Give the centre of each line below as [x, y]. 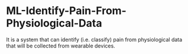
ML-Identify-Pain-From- [67, 11]
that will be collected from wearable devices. [61, 46]
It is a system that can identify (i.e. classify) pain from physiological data [94, 39]
